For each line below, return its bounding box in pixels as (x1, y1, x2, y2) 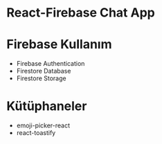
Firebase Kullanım (6, 37, 112, 53)
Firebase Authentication (16, 60, 85, 68)
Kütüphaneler (6, 98, 87, 114)
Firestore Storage (16, 74, 66, 82)
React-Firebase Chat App (6, 5, 155, 21)
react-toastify (16, 129, 56, 137)
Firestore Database (16, 67, 71, 75)
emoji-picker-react (16, 121, 71, 129)
